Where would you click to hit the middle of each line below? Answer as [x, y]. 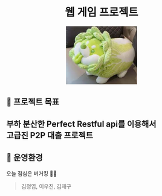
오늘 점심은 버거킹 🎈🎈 [32, 173]
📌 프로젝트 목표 [33, 102]
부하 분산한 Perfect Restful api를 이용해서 [81, 124]
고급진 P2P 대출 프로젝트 [50, 135]
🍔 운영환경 [25, 158]
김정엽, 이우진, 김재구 [46, 186]
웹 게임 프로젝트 [102, 12]
